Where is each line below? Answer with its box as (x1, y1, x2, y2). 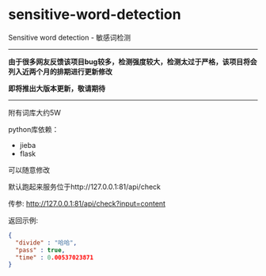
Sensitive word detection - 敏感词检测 (8, 32, 131, 42)
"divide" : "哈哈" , (15, 239, 78, 247)
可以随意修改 (8, 164, 50, 175)
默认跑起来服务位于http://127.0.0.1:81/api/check (8, 182, 161, 191)
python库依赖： (8, 124, 59, 134)
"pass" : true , (15, 246, 66, 254)
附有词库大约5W (8, 108, 62, 117)
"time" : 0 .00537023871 (15, 253, 93, 262)
